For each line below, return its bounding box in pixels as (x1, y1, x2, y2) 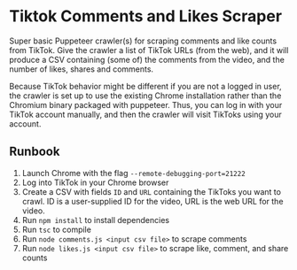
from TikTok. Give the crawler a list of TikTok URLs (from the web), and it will (9, 44, 289, 55)
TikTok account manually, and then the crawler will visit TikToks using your (9, 109, 282, 120)
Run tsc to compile (21, 224, 91, 235)
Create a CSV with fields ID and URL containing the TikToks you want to (21, 186, 282, 197)
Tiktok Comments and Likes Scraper (9, 6, 282, 27)
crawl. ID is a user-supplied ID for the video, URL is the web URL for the (21, 196, 284, 206)
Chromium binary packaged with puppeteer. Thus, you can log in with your (9, 99, 283, 110)
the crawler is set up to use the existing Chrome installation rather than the (9, 90, 282, 101)
